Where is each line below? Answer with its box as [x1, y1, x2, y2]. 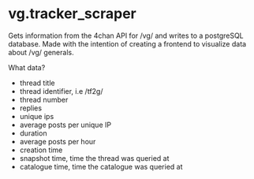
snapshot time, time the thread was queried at [19, 153, 170, 162]
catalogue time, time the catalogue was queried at [19, 162, 183, 171]
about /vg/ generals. [8, 47, 74, 57]
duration [19, 128, 47, 138]
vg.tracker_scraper [8, 5, 136, 23]
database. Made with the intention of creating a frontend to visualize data [8, 39, 247, 48]
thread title [19, 78, 55, 88]
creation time [19, 145, 63, 155]
